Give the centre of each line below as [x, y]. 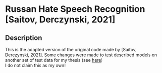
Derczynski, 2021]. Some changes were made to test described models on [81, 55]
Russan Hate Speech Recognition [75, 9]
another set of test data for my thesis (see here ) [54, 60]
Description [24, 38]
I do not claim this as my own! [35, 65]
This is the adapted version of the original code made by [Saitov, [71, 50]
